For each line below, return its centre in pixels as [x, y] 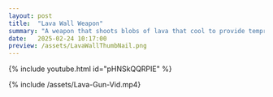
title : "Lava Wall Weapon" [56, 23]
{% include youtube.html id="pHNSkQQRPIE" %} [90, 69]
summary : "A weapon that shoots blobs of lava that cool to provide [127, 31]
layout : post [30, 16]
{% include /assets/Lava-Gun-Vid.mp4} [75, 85]
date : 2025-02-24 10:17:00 [58, 38]
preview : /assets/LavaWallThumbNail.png [78, 46]
